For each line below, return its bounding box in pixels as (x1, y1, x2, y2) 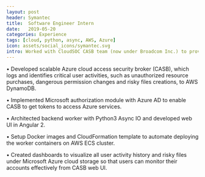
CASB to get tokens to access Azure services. (6, 103, 122, 110)
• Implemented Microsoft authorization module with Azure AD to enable (6, 96, 186, 103)
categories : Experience (6, 32, 67, 38)
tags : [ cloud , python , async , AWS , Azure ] (6, 37, 116, 43)
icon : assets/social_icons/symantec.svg (6, 43, 111, 49)
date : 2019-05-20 (6, 26, 56, 32)
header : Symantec (6, 15, 51, 21)
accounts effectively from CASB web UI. (6, 164, 107, 171)
